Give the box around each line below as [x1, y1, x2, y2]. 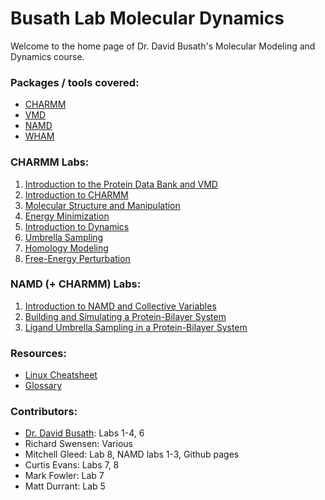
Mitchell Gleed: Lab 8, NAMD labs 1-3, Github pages [24, 448, 240, 461]
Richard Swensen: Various [24, 438, 133, 450]
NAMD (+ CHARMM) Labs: [10, 277, 142, 291]
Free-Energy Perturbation [24, 252, 131, 264]
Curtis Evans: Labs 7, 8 [24, 459, 120, 471]
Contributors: [10, 405, 78, 419]
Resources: [10, 346, 67, 360]
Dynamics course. [10, 50, 85, 62]
